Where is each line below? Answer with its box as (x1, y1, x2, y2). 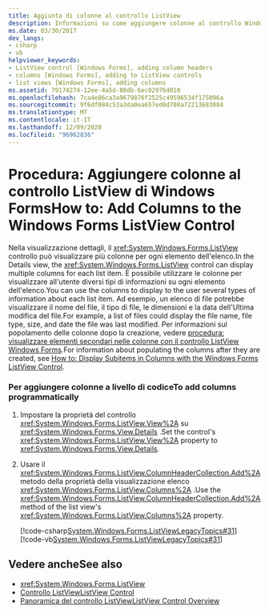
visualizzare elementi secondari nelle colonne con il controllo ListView (8, 336, 239, 346)
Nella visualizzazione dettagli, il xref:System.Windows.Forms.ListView (8, 242, 239, 252)
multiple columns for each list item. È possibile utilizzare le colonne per (8, 268, 243, 278)
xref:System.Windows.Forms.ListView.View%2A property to (19, 435, 218, 445)
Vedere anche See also (8, 558, 122, 571)
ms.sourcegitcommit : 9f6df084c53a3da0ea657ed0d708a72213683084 (8, 101, 224, 109)
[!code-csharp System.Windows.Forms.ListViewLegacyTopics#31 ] (19, 526, 238, 535)
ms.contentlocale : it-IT (8, 116, 91, 124)
